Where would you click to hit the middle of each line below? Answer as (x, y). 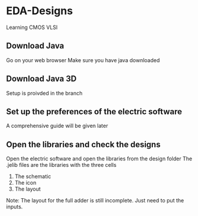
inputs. (14, 207)
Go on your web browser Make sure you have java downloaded (83, 60)
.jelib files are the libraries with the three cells (61, 165)
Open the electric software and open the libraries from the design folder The (99, 159)
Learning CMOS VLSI (32, 27)
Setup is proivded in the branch (44, 93)
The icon (25, 183)
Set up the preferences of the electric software (94, 112)
